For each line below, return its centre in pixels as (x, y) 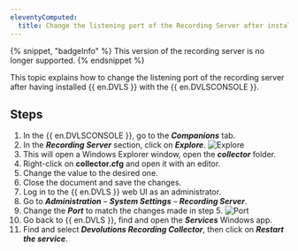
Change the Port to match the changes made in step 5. (123, 211)
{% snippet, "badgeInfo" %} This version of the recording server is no (137, 50)
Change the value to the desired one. (90, 173)
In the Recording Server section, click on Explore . (114, 145)
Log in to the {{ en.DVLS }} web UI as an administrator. (122, 192)
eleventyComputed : (44, 17)
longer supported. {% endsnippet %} (77, 60)
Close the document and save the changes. (102, 183)
